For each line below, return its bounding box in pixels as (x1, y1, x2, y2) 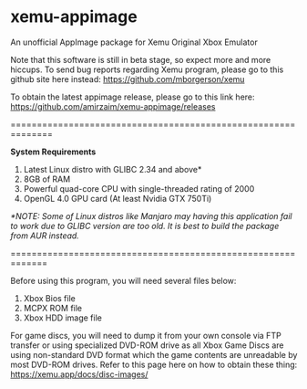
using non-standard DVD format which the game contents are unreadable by (10, 349, 298, 360)
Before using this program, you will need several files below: (10, 275, 237, 286)
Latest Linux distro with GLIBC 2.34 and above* (23, 163, 202, 174)
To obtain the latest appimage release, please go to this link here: (10, 91, 255, 102)
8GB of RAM (23, 173, 71, 184)
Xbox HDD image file (23, 312, 103, 323)
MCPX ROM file (23, 302, 83, 313)
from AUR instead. (10, 230, 80, 241)
